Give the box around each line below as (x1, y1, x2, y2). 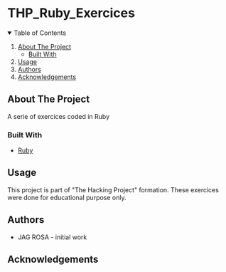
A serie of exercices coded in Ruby (7, 112, 110, 120)
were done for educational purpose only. (7, 193, 127, 202)
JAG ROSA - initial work (17, 233, 87, 241)
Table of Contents (14, 28, 66, 37)
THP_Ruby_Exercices (7, 5, 135, 21)
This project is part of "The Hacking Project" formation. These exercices (7, 185, 219, 194)
